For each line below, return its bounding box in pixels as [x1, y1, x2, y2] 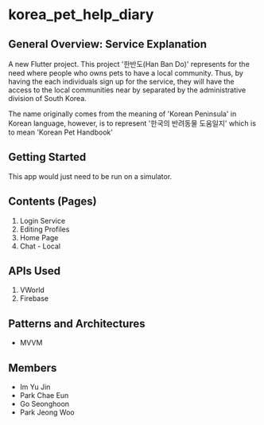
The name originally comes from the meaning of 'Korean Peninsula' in [8, 109, 237, 119]
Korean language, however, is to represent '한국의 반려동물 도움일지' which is [8, 119, 257, 128]
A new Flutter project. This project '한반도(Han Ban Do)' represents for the [8, 60, 250, 68]
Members [8, 361, 57, 375]
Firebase [19, 294, 49, 303]
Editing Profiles [19, 224, 70, 234]
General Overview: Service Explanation [8, 37, 208, 51]
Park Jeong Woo [19, 407, 75, 417]
